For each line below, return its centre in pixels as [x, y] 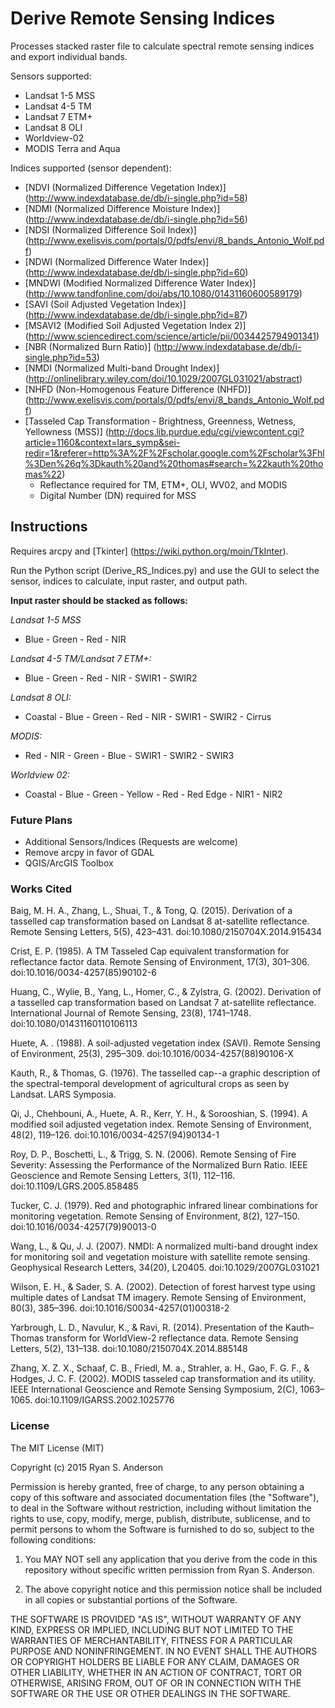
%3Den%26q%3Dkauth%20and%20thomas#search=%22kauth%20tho [174, 463]
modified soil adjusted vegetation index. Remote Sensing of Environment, [161, 1124]
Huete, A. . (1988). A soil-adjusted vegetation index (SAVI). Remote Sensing [165, 1043]
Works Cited [41, 889]
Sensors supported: [51, 76]
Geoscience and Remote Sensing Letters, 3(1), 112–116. [123, 1176]
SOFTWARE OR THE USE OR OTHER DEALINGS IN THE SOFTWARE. [150, 1693]
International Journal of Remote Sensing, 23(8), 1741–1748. [131, 1013]
